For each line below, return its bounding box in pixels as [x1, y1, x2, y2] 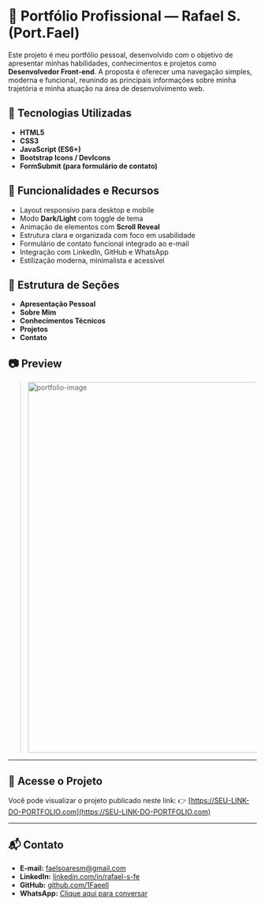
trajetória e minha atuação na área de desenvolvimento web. [8, 83, 205, 93]
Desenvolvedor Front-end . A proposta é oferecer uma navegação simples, [8, 66, 252, 76]
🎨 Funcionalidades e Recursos [8, 184, 159, 198]
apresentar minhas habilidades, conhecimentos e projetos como [8, 59, 217, 68]
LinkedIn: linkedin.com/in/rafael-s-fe [19, 871, 140, 881]
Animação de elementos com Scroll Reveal [19, 221, 160, 232]
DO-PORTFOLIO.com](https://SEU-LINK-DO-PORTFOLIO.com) [8, 807, 211, 817]
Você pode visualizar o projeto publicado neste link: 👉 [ [8, 796, 192, 805]
